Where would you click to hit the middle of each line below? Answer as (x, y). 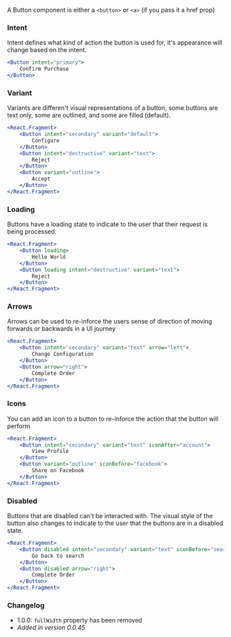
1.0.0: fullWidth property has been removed (79, 621)
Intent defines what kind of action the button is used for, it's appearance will (115, 43)
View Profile (51, 451)
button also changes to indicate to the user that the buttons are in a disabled (115, 523)
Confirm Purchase (44, 69)
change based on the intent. (47, 50)
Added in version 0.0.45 (51, 627)
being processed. (32, 232)
